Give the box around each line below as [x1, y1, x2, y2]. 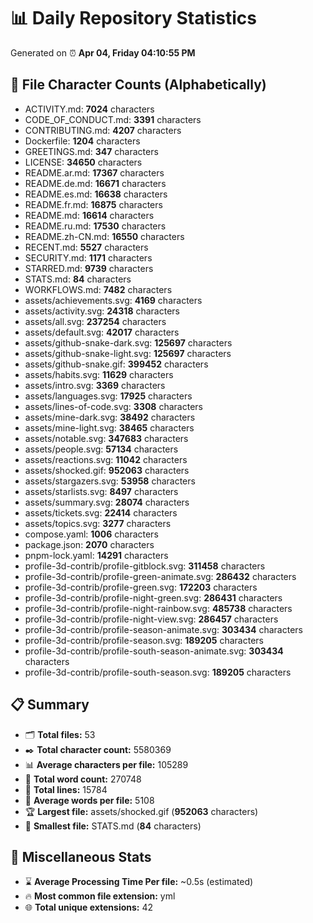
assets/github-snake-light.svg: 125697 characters [24, 347, 232, 359]
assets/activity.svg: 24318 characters [24, 305, 180, 317]
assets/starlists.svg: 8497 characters [24, 485, 179, 497]
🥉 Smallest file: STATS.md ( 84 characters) [24, 820, 202, 832]
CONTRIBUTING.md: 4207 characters [24, 124, 182, 136]
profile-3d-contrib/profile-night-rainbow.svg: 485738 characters [24, 602, 293, 614]
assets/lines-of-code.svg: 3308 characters [24, 400, 203, 412]
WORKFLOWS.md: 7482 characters [24, 283, 173, 295]
